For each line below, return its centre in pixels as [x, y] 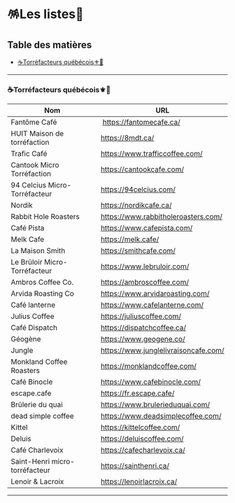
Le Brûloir [27, 262]
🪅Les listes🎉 [45, 14]
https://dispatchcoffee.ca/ [143, 328]
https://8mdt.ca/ [127, 138]
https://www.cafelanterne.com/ [152, 305]
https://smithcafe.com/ [138, 251]
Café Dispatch [34, 328]
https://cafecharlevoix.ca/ [143, 451]
